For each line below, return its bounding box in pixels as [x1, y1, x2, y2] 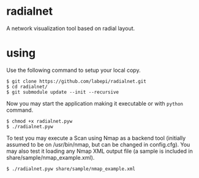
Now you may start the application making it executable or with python [6, 99, 184, 107]
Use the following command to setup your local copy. [6, 66, 141, 74]
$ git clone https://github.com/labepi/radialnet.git [6, 78, 147, 84]
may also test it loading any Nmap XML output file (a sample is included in [6, 147, 193, 155]
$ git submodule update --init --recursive [6, 89, 119, 95]
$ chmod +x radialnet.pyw [6, 118, 72, 124]
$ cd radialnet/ [6, 83, 48, 90]
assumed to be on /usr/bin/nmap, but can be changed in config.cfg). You [6, 141, 190, 148]
